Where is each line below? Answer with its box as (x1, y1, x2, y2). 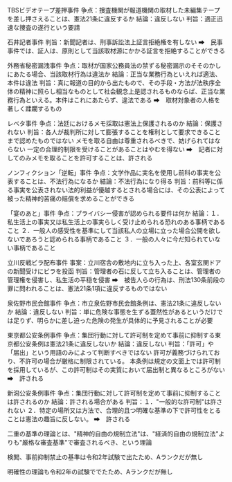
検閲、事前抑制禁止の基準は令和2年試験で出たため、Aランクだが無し (7, 453, 204, 461)
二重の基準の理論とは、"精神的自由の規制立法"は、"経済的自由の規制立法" (7, 429, 220, 438)
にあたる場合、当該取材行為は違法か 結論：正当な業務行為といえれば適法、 (7, 70, 222, 78)
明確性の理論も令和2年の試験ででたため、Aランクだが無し (7, 467, 173, 476)
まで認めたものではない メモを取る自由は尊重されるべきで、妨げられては (7, 137, 215, 145)
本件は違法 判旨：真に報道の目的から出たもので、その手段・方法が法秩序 (7, 79, 215, 86)
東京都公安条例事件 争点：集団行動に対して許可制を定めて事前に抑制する (7, 331, 215, 339)
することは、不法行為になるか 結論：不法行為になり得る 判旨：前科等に (12, 177, 217, 185)
